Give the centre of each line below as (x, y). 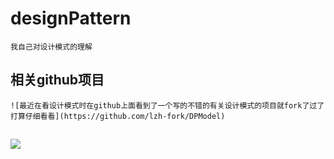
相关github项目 (57, 80)
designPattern (71, 18)
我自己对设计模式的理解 (51, 47)
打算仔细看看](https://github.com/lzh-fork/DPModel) (118, 116)
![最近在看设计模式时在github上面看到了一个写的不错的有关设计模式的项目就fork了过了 (167, 105)
